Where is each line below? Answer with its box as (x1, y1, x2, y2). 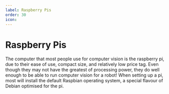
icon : (5, 17, 17, 22)
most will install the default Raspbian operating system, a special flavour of (5, 78, 163, 84)
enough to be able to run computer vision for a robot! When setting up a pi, (5, 72, 163, 78)
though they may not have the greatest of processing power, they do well (5, 67, 160, 73)
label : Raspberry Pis (5, 7, 52, 13)
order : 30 (5, 12, 27, 17)
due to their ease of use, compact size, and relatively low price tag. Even (5, 61, 159, 67)
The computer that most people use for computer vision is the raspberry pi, (5, 56, 165, 62)
